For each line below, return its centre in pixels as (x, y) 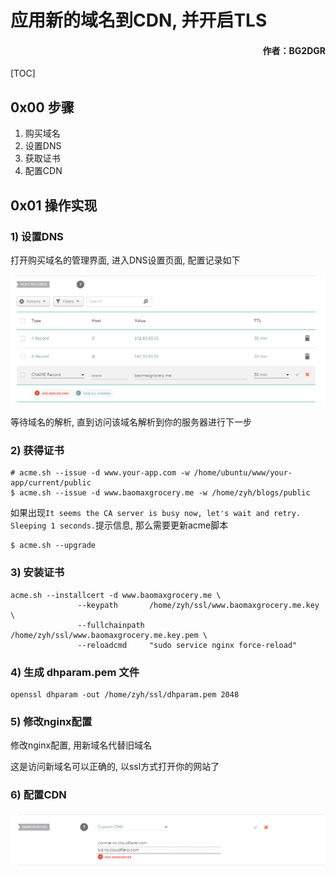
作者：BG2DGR (294, 50)
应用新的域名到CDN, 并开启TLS (139, 20)
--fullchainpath (111, 625)
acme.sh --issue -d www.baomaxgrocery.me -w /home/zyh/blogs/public (165, 493)
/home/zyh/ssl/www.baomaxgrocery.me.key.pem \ (109, 635)
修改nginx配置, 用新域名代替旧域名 (81, 745)
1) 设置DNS (37, 236)
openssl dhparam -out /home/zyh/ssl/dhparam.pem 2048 (125, 694)
